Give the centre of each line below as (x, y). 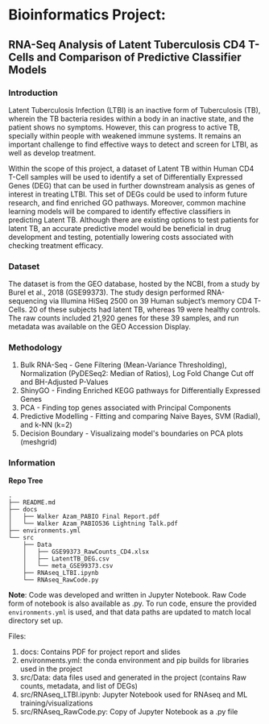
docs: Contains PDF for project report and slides (100, 652)
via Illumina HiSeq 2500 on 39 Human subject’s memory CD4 (151, 301)
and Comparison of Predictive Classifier (139, 57)
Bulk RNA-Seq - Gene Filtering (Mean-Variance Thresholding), (123, 365)
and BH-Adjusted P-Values (64, 382)
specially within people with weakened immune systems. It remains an (125, 135)
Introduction (33, 93)
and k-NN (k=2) (46, 425)
